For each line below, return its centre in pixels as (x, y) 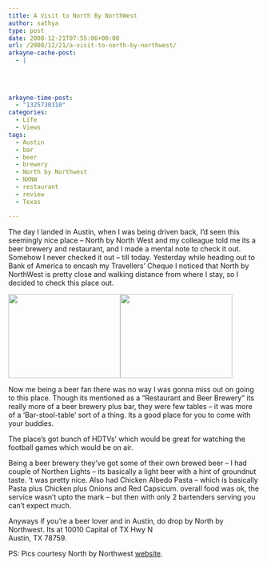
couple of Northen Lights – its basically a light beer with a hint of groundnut (132, 471)
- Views (28, 127)
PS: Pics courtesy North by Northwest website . (86, 553)
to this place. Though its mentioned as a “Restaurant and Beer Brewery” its (131, 398)
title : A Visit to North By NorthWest (73, 16)
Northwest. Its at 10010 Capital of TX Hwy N (81, 529)
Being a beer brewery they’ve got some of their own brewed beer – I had (128, 463)
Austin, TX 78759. (38, 538)
